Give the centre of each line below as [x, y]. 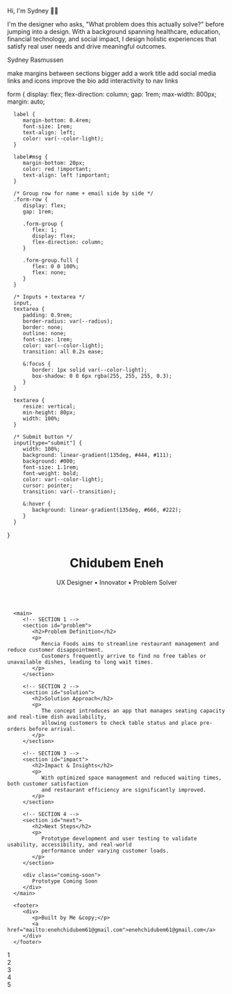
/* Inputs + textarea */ [49, 297]
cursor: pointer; [48, 486]
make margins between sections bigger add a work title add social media [112, 73]
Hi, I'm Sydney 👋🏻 [33, 11]
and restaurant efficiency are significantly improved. [124, 789]
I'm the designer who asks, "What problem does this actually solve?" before [116, 24]
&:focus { [37, 364]
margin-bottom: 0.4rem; [57, 120]
